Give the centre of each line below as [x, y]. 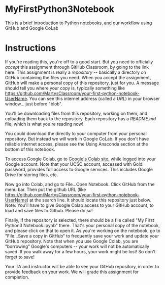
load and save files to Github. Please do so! [49, 210]
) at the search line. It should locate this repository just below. [89, 200]
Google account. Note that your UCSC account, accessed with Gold [74, 164]
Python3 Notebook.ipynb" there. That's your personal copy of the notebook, [82, 225]
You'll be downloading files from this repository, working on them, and [76, 113]
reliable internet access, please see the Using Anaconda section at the [77, 144]
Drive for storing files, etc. [32, 175]
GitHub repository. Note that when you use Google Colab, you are [72, 241]
